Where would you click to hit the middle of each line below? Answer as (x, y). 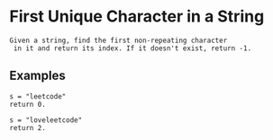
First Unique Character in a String (137, 17)
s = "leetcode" (38, 96)
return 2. (28, 127)
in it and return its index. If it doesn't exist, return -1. (132, 48)
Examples (37, 76)
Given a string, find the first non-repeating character (118, 40)
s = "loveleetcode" (46, 120)
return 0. (28, 104)
